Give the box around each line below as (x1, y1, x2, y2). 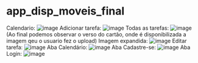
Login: (6, 50, 23, 57)
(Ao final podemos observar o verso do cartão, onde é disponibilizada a (6, 30, 187, 38)
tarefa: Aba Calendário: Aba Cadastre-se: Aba (6, 44, 191, 51)
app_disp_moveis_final (6, 4, 125, 18)
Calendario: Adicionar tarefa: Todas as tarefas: (6, 24, 169, 31)
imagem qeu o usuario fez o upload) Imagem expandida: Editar (6, 37, 187, 44)
